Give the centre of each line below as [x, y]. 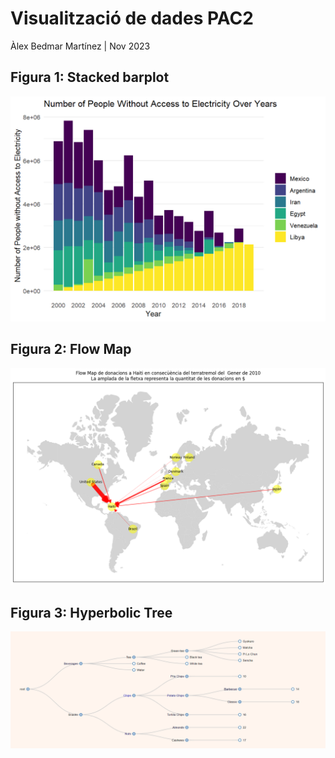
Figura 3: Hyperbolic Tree [91, 612]
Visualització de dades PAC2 [132, 18]
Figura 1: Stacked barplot [90, 77]
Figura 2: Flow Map [71, 349]
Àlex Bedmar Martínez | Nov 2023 [80, 46]
